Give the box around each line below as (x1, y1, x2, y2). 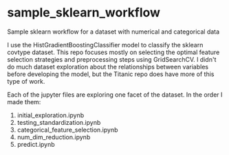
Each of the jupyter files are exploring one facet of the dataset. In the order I (7, 91, 223, 99)
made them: (7, 97, 41, 106)
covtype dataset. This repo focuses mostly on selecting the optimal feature (7, 48, 220, 56)
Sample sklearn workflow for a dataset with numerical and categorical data (7, 27, 220, 36)
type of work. (7, 77, 45, 85)
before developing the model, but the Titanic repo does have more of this (7, 70, 215, 78)
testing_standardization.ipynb (17, 118, 101, 126)
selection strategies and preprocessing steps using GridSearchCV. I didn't (7, 55, 217, 63)
